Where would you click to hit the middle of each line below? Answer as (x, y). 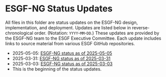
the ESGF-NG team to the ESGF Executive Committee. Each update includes (83, 38)
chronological (19, 33)
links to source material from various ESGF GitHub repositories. (70, 43)
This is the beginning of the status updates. (57, 69)
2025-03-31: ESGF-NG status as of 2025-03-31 (61, 58)
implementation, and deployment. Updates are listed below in (68, 27)
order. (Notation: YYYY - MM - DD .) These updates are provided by (97, 33)
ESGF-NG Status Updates (59, 9)
